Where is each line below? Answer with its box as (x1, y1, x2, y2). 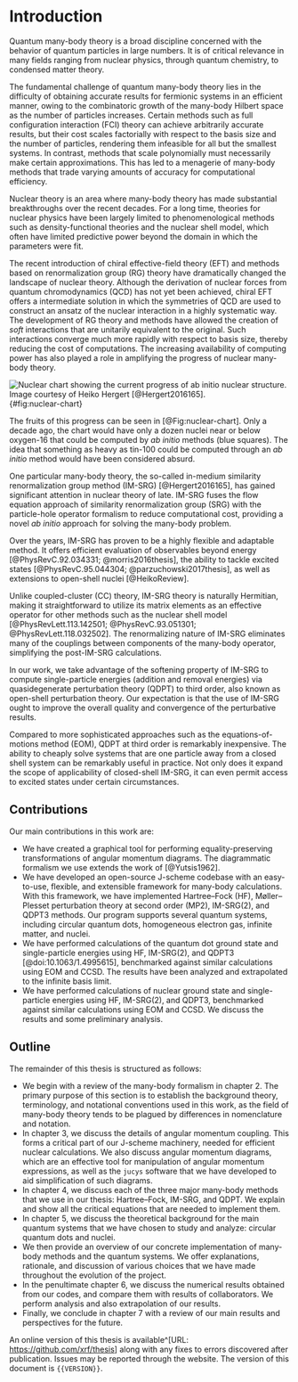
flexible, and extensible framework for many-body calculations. (50, 880, 283, 892)
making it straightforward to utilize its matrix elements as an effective (9, 600, 262, 610)
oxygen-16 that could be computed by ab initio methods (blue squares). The (9, 434, 289, 445)
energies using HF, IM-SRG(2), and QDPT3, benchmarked (52, 994, 264, 1005)
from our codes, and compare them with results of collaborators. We (21, 1288, 274, 1299)
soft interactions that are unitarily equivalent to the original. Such (9, 323, 246, 335)
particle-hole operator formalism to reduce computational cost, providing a (9, 508, 284, 519)
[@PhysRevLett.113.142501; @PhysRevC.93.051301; (9, 618, 197, 629)
